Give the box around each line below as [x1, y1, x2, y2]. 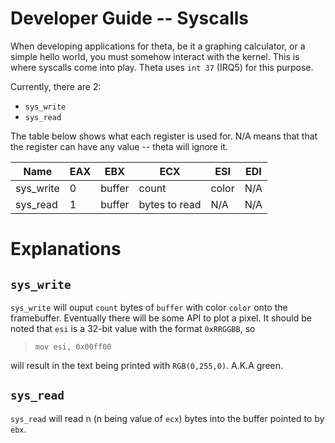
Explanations [10, 238, 122, 261]
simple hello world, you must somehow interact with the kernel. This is [10, 50, 300, 62]
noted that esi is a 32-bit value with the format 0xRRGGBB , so [10, 322, 256, 334]
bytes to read [138, 197, 202, 211]
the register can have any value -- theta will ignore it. [10, 140, 228, 152]
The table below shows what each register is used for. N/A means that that [10, 130, 318, 142]
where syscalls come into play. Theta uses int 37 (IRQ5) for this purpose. [10, 61, 314, 73]
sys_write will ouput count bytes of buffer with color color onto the [10, 301, 288, 313]
